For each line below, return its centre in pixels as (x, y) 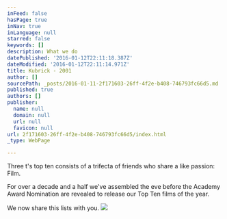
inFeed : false (27, 13)
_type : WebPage (29, 141)
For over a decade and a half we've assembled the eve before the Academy (114, 187)
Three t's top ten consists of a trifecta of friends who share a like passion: (111, 166)
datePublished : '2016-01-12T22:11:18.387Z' (70, 58)
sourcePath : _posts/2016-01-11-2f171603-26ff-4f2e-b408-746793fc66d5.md (113, 83)
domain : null (32, 115)
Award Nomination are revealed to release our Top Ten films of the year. (108, 194)
